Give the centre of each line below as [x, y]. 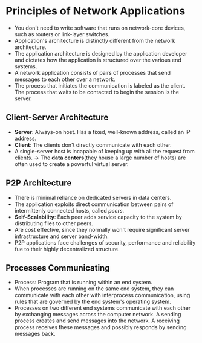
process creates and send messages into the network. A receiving [97, 321]
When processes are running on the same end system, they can [94, 289]
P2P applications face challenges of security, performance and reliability [105, 242]
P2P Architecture [39, 183]
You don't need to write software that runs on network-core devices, [100, 28]
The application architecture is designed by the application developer [101, 53]
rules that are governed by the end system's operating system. [93, 302]
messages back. [35, 334]
